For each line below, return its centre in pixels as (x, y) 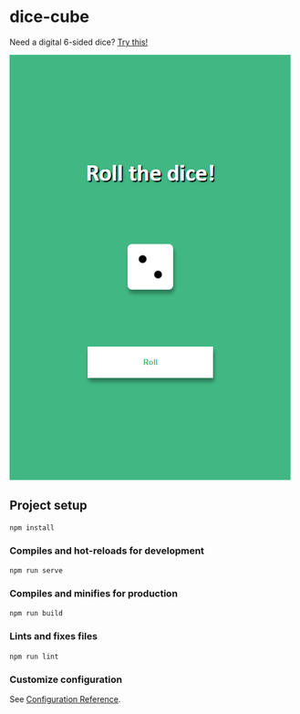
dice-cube (49, 17)
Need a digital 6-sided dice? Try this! (79, 42)
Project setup (49, 506)
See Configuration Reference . (65, 698)
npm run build (36, 614)
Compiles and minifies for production (93, 593)
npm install (32, 528)
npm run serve (36, 571)
